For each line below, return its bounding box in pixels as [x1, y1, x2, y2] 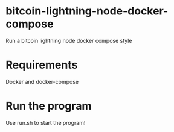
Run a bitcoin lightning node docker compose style [5, 37, 132, 44]
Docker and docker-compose [5, 78, 79, 85]
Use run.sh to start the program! [5, 119, 86, 126]
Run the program [5, 99, 92, 113]
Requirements [5, 58, 78, 72]
